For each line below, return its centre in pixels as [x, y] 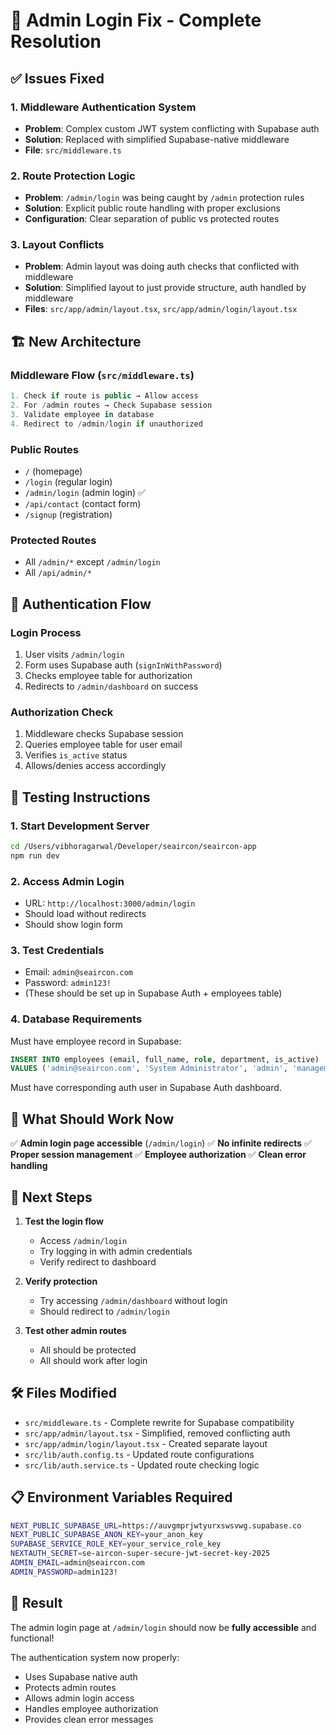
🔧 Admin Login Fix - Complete [136, 20]
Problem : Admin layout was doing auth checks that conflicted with [162, 266]
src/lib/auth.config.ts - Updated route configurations [139, 1454]
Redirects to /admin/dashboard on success [111, 686]
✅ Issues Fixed [57, 78]
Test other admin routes [75, 1330]
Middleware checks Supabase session [104, 734]
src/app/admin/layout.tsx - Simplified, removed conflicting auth [157, 1433]
